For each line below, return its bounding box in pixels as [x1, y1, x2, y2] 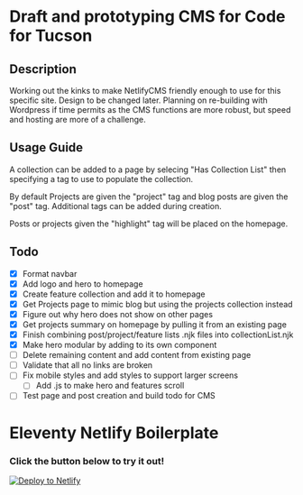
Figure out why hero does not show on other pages [22, 308, 214, 319]
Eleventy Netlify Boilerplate [9, 422, 219, 443]
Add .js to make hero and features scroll [35, 380, 185, 391]
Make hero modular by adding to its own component [22, 340, 217, 351]
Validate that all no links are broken [22, 360, 153, 371]
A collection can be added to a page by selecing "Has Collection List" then [9, 164, 287, 175]
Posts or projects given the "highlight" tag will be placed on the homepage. [9, 218, 289, 229]
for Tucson [9, 25, 93, 46]
